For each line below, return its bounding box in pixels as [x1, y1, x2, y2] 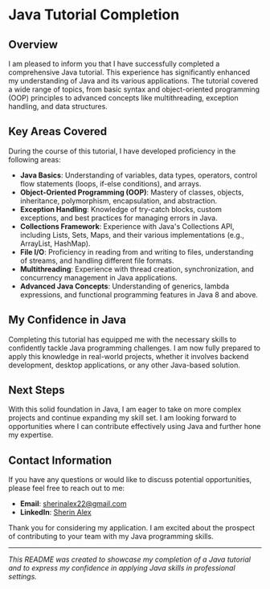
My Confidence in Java [8, 313, 127, 327]
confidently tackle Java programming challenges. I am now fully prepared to [8, 343, 261, 353]
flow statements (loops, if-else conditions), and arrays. [19, 178, 202, 188]
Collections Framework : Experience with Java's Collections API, [19, 221, 235, 231]
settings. [8, 572, 38, 582]
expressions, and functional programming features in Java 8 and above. [19, 289, 259, 299]
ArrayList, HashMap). [19, 239, 91, 248]
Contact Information [8, 453, 112, 467]
